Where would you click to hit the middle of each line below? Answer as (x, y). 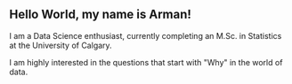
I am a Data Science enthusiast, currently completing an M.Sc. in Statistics (146, 35)
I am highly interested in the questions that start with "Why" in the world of (146, 62)
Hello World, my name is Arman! (100, 15)
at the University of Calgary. (61, 45)
